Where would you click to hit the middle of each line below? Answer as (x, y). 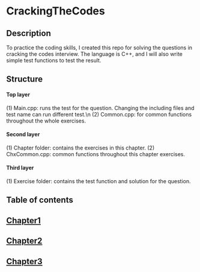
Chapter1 (23, 220)
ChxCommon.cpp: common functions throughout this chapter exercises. (95, 154)
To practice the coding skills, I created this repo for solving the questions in (99, 47)
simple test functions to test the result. (54, 60)
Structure (25, 79)
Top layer (18, 94)
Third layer (20, 168)
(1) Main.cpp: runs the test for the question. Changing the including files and (100, 108)
